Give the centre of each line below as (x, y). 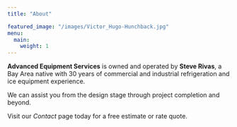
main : (22, 40)
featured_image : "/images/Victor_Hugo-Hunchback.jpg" (88, 26)
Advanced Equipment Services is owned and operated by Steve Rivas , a (115, 66)
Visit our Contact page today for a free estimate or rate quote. (97, 116)
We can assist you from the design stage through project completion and (114, 95)
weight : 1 (35, 47)
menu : (15, 33)
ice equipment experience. (46, 81)
